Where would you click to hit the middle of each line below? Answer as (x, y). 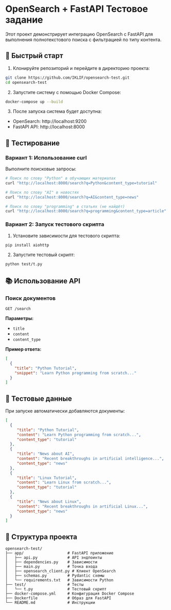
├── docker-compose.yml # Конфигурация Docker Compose (70, 594)
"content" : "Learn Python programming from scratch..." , (79, 435)
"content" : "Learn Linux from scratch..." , (64, 482)
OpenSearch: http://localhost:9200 (50, 121)
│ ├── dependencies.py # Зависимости (51, 562)
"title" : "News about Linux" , (49, 501)
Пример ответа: (23, 349)
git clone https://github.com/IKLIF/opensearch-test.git (68, 78)
